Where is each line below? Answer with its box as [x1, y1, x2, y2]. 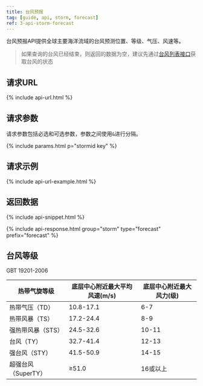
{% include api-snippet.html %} [6, 213, 85, 221]
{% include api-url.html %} [6, 94, 73, 101]
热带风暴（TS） [9, 314, 54, 323]
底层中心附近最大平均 [71, 282, 133, 291]
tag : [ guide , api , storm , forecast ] [6, 15, 98, 21]
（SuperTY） [9, 369, 47, 378]
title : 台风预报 [6, 8, 43, 15]
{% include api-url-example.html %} [6, 178, 97, 185]
